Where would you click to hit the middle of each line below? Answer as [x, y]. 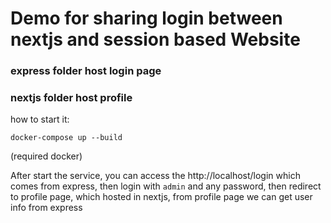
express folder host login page [86, 71]
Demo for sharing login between [146, 18]
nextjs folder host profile [71, 98]
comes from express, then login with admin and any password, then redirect [166, 186]
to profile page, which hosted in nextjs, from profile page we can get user [161, 197]
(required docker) [46, 156]
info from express [46, 208]
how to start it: [40, 119]
